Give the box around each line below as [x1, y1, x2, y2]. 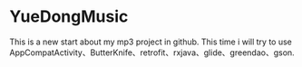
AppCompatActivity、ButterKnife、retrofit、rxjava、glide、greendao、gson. [9, 47, 295, 58]
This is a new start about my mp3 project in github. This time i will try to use [9, 36, 293, 47]
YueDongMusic [9, 6, 129, 27]
